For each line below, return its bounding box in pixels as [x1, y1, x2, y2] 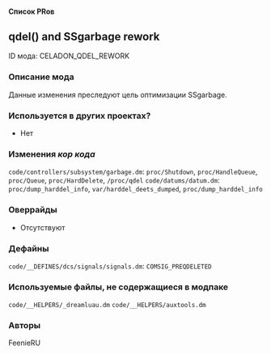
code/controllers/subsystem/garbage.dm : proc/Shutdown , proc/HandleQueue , [8, 166, 258, 177]
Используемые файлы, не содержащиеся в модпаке [8, 281, 229, 293]
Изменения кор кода [8, 148, 95, 159]
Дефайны [8, 242, 49, 254]
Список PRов [8, 6, 55, 16]
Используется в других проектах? [8, 110, 151, 121]
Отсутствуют [19, 222, 66, 232]
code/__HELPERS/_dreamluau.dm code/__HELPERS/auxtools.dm [8, 301, 206, 310]
